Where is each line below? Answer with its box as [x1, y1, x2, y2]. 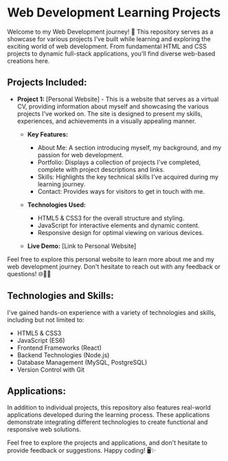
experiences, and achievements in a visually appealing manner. [16, 117, 196, 125]
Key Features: [27, 130, 69, 138]
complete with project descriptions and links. [37, 165, 165, 173]
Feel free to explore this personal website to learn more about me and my [7, 255, 215, 263]
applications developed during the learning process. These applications [7, 411, 210, 419]
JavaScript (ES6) [16, 336, 65, 344]
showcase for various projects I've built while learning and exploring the [7, 34, 211, 43]
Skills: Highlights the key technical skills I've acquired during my [37, 172, 218, 181]
